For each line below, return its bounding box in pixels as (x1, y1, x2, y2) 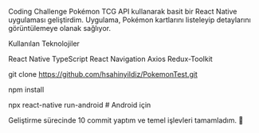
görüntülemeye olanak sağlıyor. (8, 24, 112, 32)
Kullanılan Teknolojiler (8, 39, 80, 48)
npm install (8, 85, 45, 94)
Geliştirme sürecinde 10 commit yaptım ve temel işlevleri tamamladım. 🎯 (8, 116, 244, 125)
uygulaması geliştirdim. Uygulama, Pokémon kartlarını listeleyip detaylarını (8, 15, 251, 25)
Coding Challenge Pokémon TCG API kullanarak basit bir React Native (8, 7, 237, 16)
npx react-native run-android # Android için (8, 101, 151, 109)
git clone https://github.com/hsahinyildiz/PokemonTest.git (8, 70, 198, 78)
